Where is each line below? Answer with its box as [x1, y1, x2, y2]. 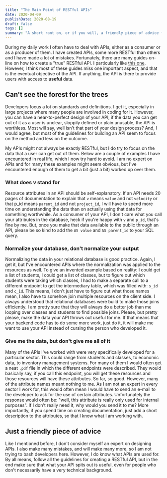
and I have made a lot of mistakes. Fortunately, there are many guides [5, 55, 148, 60]
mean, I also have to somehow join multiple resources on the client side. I [5, 293, 155, 299]
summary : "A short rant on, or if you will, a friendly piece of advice [5, 30, 159, 35]
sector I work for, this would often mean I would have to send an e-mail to [5, 386, 156, 392]
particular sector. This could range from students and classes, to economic [5, 354, 159, 360]
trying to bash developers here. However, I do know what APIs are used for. [5, 451, 160, 457]
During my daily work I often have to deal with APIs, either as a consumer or [5, 44, 161, 50]
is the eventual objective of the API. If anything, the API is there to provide [5, 71, 157, 76]
